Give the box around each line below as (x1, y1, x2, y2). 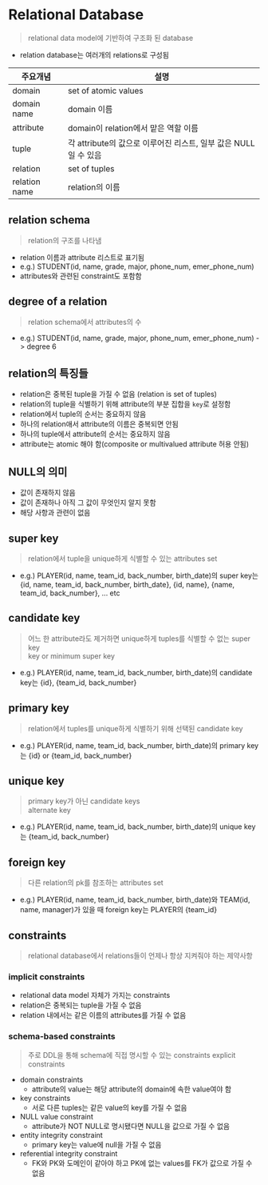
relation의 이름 (67, 182, 120, 193)
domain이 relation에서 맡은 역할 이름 (67, 122, 199, 134)
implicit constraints (8, 971, 85, 982)
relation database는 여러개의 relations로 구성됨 (19, 50, 170, 59)
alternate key (27, 806, 72, 815)
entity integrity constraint (19, 1130, 104, 1139)
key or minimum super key (27, 651, 116, 661)
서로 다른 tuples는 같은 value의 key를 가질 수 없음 (31, 1103, 187, 1112)
